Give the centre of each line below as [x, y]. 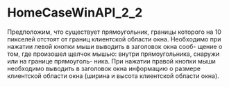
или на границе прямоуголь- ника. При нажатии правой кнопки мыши [112, 61]
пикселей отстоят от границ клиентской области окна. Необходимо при [114, 39]
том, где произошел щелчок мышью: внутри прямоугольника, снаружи [113, 54]
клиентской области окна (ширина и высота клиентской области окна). [113, 76]
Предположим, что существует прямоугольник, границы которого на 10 [114, 32]
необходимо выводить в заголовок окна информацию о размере [104, 68]
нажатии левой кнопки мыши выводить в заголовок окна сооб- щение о [115, 46]
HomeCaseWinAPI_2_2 [75, 13]
